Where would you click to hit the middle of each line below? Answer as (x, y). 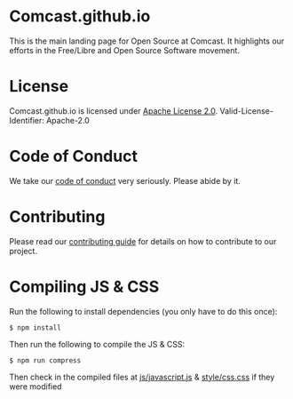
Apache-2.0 (68, 120)
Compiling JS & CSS (84, 287)
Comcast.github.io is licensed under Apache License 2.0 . (114, 111)
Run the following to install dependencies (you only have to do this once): (143, 311)
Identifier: (27, 120)
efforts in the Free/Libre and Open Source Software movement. (124, 50)
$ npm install (36, 327)
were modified (36, 386)
